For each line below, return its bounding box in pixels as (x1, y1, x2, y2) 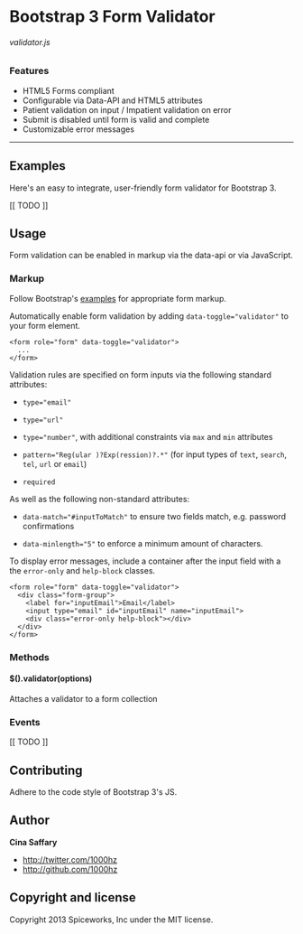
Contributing (9, 762, 83, 778)
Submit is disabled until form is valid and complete (22, 114, 210, 125)
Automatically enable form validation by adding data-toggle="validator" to (9, 310, 289, 322)
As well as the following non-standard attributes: (9, 493, 190, 504)
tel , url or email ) (22, 458, 87, 469)
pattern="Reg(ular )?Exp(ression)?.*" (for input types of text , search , (22, 449, 287, 460)
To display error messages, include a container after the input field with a (9, 556, 281, 566)
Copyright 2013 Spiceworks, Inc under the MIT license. (9, 914, 214, 925)
